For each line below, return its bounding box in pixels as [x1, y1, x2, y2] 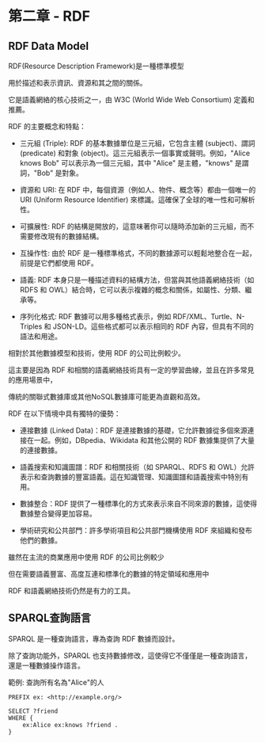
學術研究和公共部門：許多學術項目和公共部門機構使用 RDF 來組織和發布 [19, 526, 253, 535]
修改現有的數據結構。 [33, 231, 104, 241]
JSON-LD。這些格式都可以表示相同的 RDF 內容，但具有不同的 [52, 322, 255, 331]
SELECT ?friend [8, 707, 59, 715]
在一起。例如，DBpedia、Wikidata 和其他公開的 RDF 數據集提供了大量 [26, 436, 256, 444]
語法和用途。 [19, 332, 62, 341]
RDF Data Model [8, 39, 89, 52]
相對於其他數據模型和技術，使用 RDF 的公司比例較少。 [8, 349, 186, 357]
